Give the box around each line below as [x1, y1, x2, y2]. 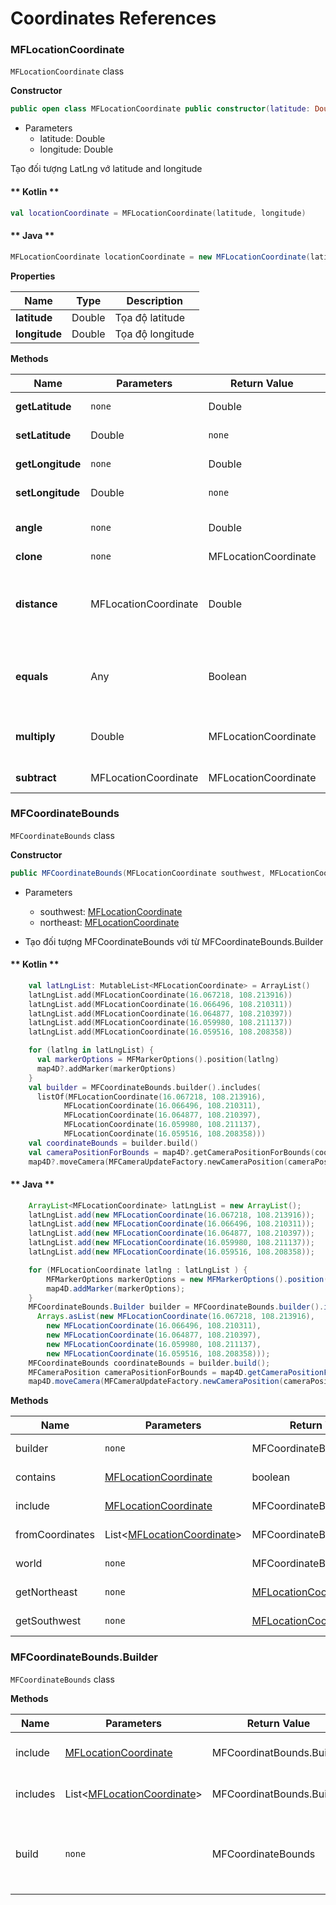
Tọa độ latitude [114, 310, 186, 324]
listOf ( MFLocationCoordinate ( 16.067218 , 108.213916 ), [36, 1092, 267, 1102]
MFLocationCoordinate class [10, 65, 125, 77]
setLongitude [15, 485, 81, 499]
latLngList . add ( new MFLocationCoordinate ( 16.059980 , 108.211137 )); [28, 1238, 315, 1248]
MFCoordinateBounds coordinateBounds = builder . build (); [28, 1358, 271, 1368]
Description [126, 293, 183, 307]
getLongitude [15, 457, 82, 471]
